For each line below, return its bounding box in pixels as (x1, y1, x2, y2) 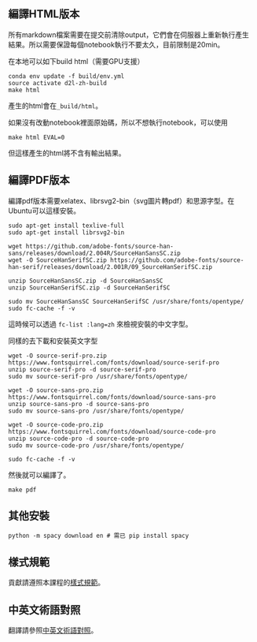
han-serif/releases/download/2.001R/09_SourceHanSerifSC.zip (8, 263, 213, 271)
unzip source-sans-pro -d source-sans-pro (8, 400, 149, 408)
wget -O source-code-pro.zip (8, 420, 104, 428)
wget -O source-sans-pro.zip (8, 386, 104, 394)
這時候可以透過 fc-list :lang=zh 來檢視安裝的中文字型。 (8, 319, 193, 329)
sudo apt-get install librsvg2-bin (8, 228, 125, 237)
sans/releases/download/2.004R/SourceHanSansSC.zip (8, 249, 181, 257)
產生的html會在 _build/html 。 (8, 101, 103, 110)
